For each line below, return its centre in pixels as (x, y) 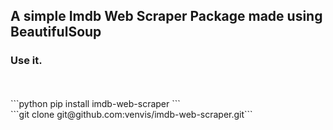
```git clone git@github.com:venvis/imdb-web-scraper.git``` (131, 114)
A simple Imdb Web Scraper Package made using (166, 16)
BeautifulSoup (56, 32)
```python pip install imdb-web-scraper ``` (95, 103)
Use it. (26, 61)
